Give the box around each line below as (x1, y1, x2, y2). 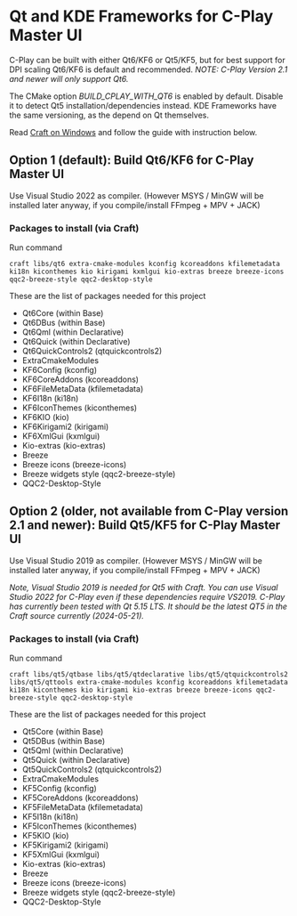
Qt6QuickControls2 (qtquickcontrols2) (21, 345, 163, 357)
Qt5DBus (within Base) (21, 736, 106, 747)
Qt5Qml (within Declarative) (21, 745, 124, 756)
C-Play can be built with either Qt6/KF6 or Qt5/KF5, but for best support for (9, 54, 286, 65)
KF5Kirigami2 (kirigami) (21, 839, 109, 851)
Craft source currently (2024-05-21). (9, 610, 145, 620)
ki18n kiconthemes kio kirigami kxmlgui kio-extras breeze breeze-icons (9, 267, 285, 277)
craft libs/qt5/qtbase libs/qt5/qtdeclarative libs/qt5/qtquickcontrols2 (9, 670, 289, 679)
